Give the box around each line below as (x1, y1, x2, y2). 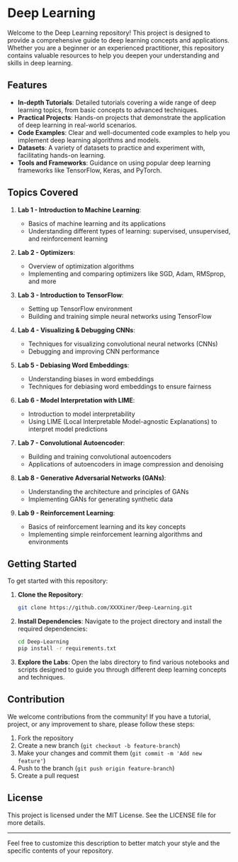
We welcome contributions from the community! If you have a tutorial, (7, 712, 211, 721)
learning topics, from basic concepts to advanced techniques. (17, 105, 199, 114)
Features (7, 80, 47, 92)
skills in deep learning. (7, 58, 73, 67)
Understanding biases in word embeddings (28, 374, 154, 383)
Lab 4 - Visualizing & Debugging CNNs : (17, 325, 136, 334)
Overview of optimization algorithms (28, 261, 135, 271)
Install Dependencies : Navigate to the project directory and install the (17, 617, 222, 626)
